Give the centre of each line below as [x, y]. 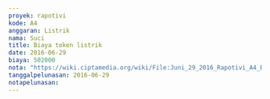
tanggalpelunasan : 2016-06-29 [59, 75]
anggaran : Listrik [39, 30]
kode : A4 [23, 23]
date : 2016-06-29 [37, 53]
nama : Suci [27, 38]
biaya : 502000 [32, 61]
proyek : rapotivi [37, 16]
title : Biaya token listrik [55, 46]
